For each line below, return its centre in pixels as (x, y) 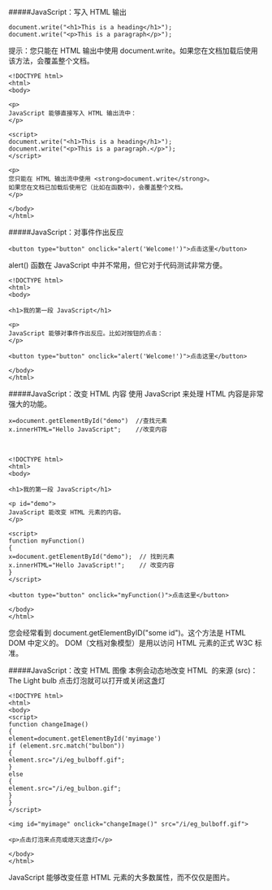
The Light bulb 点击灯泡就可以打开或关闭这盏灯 (87, 681)
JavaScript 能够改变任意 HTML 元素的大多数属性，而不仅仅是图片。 (121, 877)
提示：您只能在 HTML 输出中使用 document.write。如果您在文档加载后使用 (133, 50)
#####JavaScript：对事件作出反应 (66, 232)
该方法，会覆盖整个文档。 (51, 61)
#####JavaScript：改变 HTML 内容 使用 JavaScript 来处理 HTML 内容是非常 (136, 394)
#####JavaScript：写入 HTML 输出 (68, 12)
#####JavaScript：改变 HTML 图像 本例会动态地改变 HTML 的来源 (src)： (133, 670)
